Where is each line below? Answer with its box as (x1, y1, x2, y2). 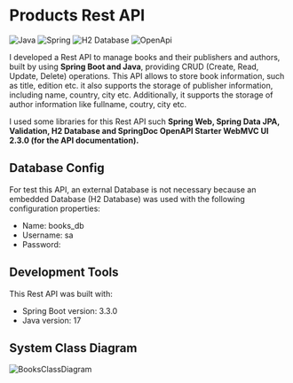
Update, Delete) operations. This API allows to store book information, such (9, 70, 285, 81)
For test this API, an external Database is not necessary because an (9, 184, 257, 195)
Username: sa (21, 230, 74, 240)
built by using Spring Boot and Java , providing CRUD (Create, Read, (9, 61, 259, 72)
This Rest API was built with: (9, 288, 113, 299)
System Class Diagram (9, 340, 138, 356)
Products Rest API (9, 5, 146, 26)
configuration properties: (9, 203, 100, 214)
